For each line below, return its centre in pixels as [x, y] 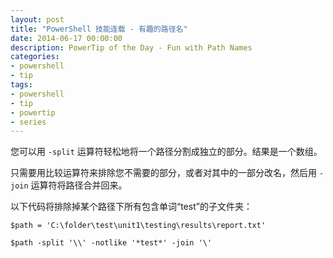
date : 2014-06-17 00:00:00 [66, 38]
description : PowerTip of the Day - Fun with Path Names [131, 47]
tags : [21, 85]
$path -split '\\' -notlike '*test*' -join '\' [111, 243]
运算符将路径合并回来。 [79, 185]
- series [28, 122]
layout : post [37, 19]
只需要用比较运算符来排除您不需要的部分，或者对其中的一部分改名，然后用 [163, 173]
